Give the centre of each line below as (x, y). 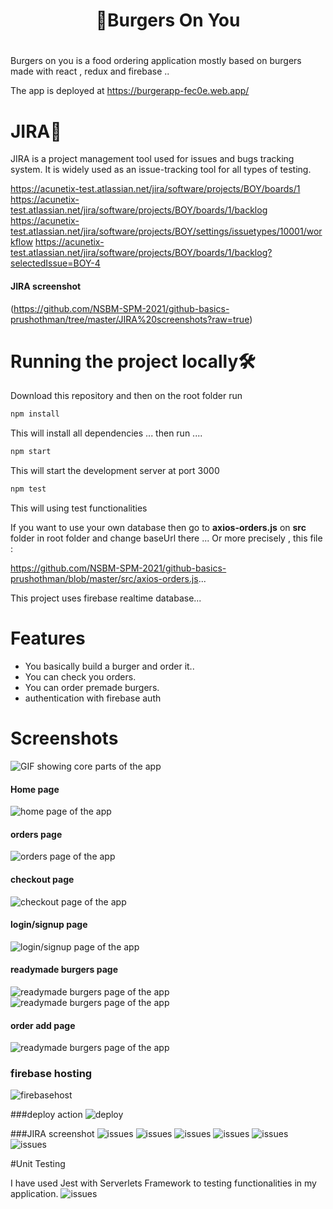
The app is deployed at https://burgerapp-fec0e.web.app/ (130, 91)
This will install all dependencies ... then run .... (106, 433)
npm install (35, 414)
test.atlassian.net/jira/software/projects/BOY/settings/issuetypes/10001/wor (166, 231)
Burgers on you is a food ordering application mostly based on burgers (156, 61)
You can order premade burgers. (92, 688)
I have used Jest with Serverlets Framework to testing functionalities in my (163, 1183)
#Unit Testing (38, 1164)
